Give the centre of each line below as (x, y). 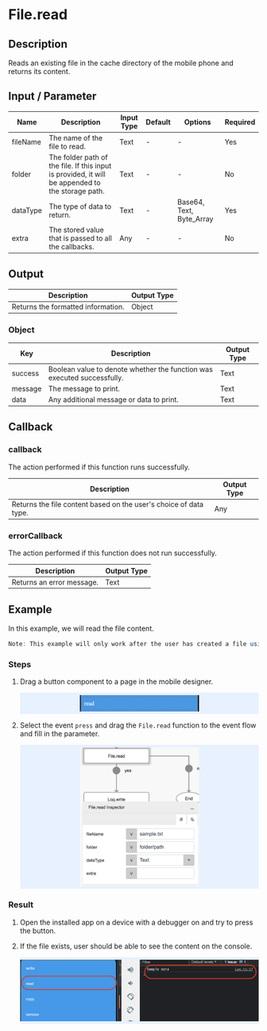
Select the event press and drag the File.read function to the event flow (138, 725)
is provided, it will (77, 174)
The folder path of (79, 157)
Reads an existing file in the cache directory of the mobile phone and (121, 63)
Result (21, 905)
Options (197, 122)
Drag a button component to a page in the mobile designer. (116, 682)
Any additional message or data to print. (113, 400)
